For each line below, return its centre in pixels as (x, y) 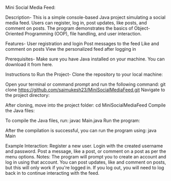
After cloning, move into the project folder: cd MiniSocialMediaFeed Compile (86, 105)
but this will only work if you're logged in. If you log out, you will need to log (85, 168)
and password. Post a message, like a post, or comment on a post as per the (86, 151)
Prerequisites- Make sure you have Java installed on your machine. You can (85, 59)
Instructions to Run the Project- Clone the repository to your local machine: (84, 74)
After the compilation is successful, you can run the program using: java (81, 130)
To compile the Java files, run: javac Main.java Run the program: (73, 120)
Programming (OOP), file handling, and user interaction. (83, 34)
